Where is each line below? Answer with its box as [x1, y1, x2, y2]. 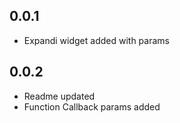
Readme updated [23, 90, 96, 102]
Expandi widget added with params [23, 34, 170, 46]
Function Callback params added [23, 100, 161, 113]
